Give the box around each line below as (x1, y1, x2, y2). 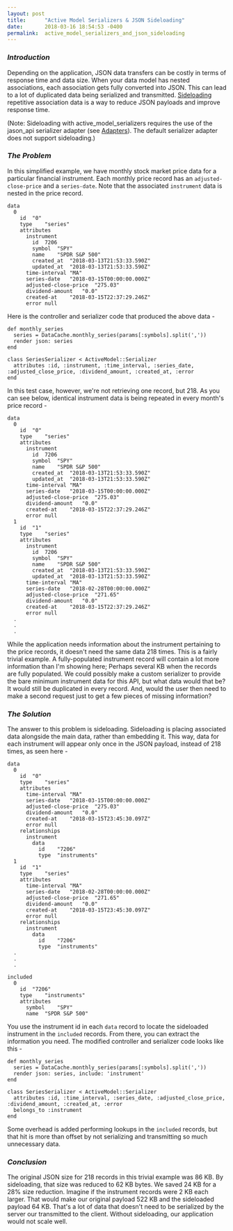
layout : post (7, 10, 45, 17)
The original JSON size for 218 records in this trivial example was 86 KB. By (7, 1173, 224, 1182)
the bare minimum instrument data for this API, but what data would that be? (7, 676, 226, 685)
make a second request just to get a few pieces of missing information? (7, 692, 212, 700)
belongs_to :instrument (13, 1107, 82, 1114)
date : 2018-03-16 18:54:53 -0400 (7, 23, 123, 30)
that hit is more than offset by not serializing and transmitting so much (7, 1132, 208, 1141)
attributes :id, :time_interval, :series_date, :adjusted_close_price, (13, 1095, 226, 1102)
